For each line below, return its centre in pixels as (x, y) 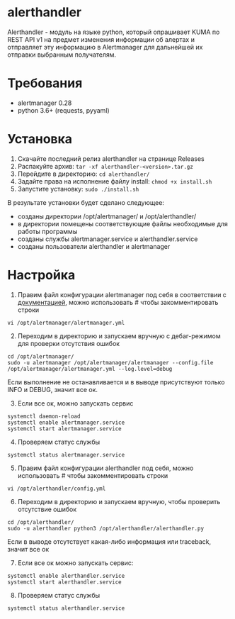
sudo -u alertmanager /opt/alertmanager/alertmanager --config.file (110, 362)
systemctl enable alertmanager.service (66, 423)
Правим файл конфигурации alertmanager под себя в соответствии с (122, 294)
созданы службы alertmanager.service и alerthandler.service (108, 239)
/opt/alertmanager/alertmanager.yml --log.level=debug (90, 369)
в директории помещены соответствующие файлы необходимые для (123, 223)
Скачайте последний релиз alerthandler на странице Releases (111, 158)
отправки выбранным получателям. (62, 55)
